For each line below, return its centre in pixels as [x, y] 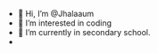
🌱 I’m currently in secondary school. [84, 32]
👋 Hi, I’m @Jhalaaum [56, 14]
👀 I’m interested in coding [65, 23]
